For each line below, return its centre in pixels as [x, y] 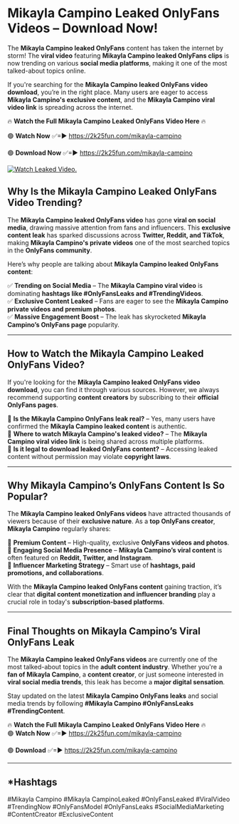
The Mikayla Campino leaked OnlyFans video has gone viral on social [111, 220]
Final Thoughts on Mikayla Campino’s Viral [104, 631]
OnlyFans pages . [33, 405]
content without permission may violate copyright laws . [89, 456]
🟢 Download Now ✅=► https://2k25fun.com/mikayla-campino [100, 153]
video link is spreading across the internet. [70, 107]
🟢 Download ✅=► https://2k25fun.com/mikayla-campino [92, 751]
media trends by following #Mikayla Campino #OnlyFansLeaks [101, 704]
